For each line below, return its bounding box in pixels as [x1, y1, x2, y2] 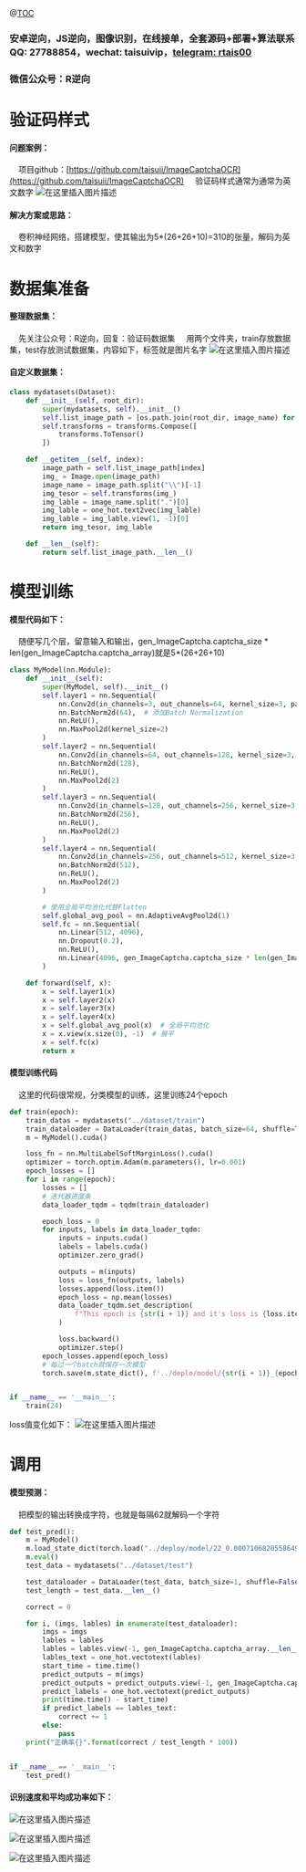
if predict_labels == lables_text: [42, 1704, 178, 1713]
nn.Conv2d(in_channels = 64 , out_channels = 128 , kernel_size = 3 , [57, 750, 296, 759]
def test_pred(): [9, 1527, 76, 1536]
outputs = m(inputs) [57, 1267, 137, 1276]
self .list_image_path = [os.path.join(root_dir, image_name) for [42, 413, 296, 423]
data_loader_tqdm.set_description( [57, 1301, 194, 1311]
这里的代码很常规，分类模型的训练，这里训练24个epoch [17, 1089, 228, 1100]
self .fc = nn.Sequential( [42, 919, 141, 929]
